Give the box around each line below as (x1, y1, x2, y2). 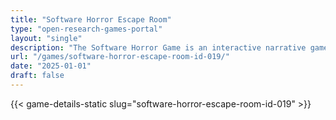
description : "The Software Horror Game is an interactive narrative (10, 42, 307, 53)
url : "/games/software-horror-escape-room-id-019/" (10, 52, 230, 62)
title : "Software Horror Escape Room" (10, 14, 172, 25)
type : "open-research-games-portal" (10, 24, 163, 34)
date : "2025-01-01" (10, 61, 92, 71)
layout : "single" (10, 33, 83, 43)
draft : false (10, 71, 65, 81)
